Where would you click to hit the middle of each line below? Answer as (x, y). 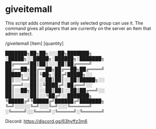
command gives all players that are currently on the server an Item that (78, 28)
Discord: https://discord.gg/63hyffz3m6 (46, 121)
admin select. (19, 33)
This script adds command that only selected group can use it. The (74, 23)
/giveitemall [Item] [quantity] (34, 43)
